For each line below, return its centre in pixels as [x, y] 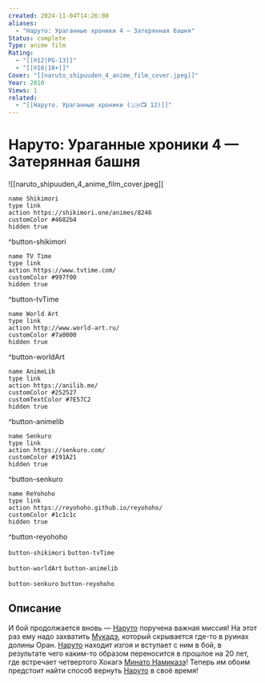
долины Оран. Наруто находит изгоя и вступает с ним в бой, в [115, 645]
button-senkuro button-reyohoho [61, 584]
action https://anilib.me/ [53, 386]
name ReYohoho [32, 494]
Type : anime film [37, 46]
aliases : [23, 23]
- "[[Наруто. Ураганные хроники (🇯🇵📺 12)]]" [94, 105]
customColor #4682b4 [43, 220]
